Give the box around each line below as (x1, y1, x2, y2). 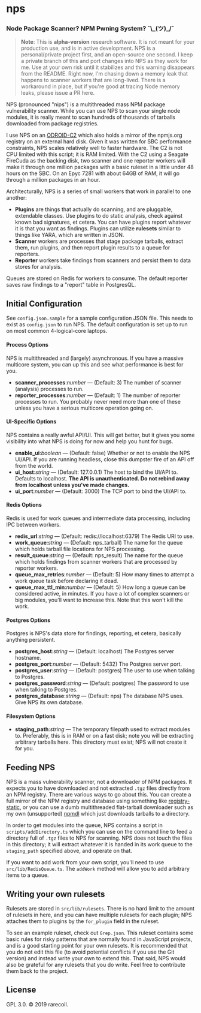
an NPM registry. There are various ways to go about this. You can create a (6, 791, 191, 798)
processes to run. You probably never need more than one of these (14, 398, 181, 405)
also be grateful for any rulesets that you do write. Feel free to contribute (6, 961, 185, 968)
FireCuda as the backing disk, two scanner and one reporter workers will (6, 157, 185, 164)
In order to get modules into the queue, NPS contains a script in (6, 822, 163, 829)
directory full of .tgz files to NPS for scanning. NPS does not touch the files (6, 834, 193, 841)
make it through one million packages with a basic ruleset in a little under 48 (6, 164, 194, 171)
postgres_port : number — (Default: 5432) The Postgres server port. (14, 660, 182, 668)
